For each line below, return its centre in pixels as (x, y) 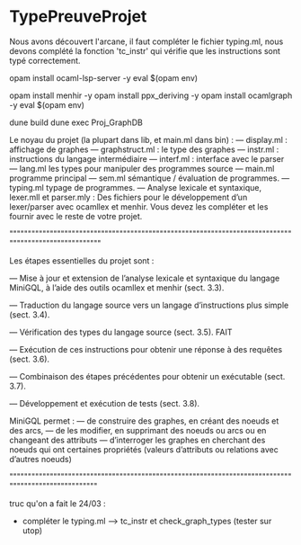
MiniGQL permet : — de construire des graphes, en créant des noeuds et (144, 421)
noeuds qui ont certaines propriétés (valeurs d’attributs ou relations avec (144, 449)
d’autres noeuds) (40, 459)
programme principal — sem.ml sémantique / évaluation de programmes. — (150, 178)
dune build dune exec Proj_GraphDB (76, 122)
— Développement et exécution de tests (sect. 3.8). (105, 403)
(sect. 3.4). (30, 314)
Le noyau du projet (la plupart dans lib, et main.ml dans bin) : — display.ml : (148, 139)
